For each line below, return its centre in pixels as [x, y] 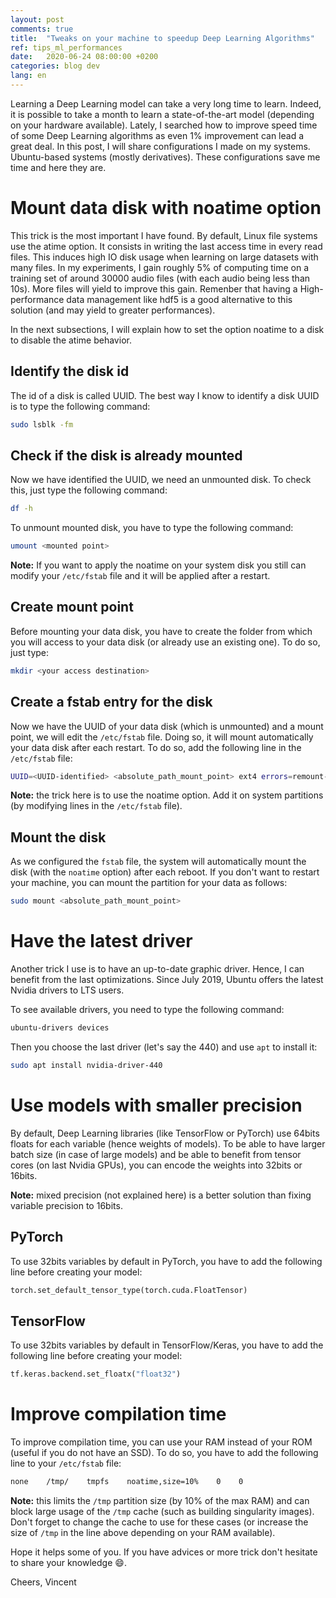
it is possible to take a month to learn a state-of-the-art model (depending [162, 114]
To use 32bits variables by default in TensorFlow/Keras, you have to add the [167, 1345]
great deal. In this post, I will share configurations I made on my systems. [160, 146]
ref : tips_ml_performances [66, 47]
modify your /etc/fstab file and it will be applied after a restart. [140, 576]
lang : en [28, 76]
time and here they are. [58, 167]
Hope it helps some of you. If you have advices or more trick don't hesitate [164, 1552]
